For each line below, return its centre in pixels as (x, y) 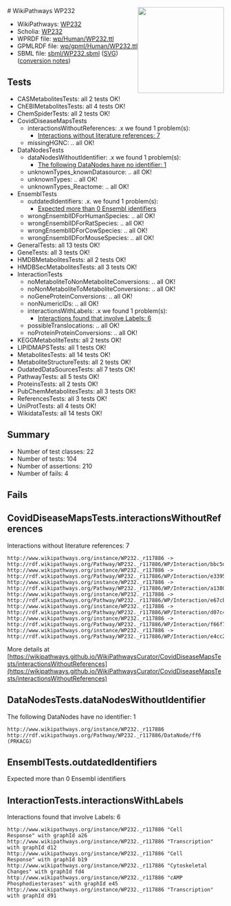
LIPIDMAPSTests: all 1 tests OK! (62, 347)
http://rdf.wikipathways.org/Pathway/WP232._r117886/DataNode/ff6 (104, 735)
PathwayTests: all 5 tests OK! (58, 376)
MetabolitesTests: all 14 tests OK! (64, 354)
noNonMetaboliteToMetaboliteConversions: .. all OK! (101, 289)
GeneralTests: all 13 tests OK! (58, 245)
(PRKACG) (20, 741)
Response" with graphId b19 (47, 860)
